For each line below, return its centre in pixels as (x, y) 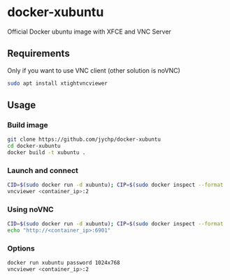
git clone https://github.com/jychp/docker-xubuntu (84, 140)
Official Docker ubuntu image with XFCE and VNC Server (89, 31)
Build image (28, 125)
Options (21, 248)
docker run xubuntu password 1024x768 (64, 263)
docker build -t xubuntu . (46, 153)
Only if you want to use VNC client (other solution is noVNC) (94, 70)
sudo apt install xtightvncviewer (58, 83)
